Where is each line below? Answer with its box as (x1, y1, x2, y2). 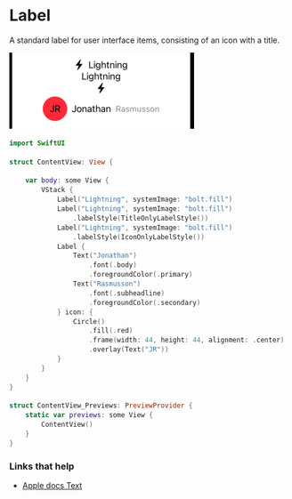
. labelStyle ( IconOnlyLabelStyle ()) (72, 232, 205, 241)
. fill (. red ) (88, 326, 134, 335)
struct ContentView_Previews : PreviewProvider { (9, 401, 193, 410)
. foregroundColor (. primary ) (88, 270, 193, 279)
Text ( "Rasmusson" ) (72, 279, 142, 289)
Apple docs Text (21, 480, 83, 491)
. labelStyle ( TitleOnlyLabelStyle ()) (72, 213, 209, 222)
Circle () (72, 317, 105, 326)
